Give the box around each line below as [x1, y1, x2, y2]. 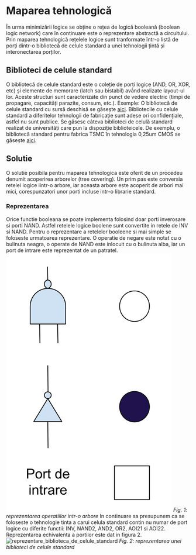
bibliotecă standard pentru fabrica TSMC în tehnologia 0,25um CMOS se [6, 130, 181, 137]
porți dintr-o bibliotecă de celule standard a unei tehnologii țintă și [6, 42, 165, 49]
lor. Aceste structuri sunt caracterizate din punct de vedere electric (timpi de [6, 93, 191, 100]
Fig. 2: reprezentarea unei [119, 537, 181, 544]
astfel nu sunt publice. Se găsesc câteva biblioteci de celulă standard [6, 118, 173, 125]
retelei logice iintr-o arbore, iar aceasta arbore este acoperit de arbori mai [6, 181, 184, 188]
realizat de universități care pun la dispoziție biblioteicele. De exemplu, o [6, 124, 180, 131]
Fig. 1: [173, 506, 187, 513]
